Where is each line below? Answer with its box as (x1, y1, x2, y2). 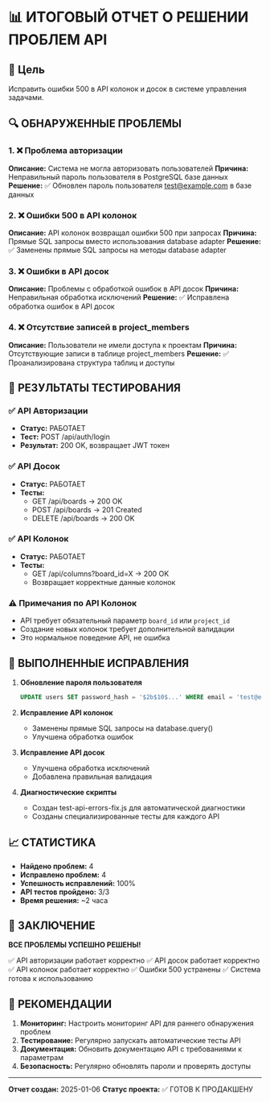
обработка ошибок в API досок (8, 301, 115, 312)
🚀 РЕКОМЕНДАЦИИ (8, 997, 112, 1011)
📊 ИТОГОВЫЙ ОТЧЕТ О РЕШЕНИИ (8, 8, 249, 27)
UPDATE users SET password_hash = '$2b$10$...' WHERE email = (19, 693, 233, 701)
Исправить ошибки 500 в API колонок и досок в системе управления (8, 84, 247, 93)
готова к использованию (8, 974, 94, 984)
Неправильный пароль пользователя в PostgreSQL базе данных (8, 172, 229, 181)
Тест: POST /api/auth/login (19, 432, 110, 441)
